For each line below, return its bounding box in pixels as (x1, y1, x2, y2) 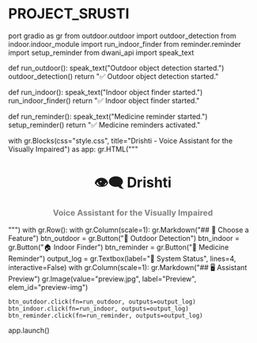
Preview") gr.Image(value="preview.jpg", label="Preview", (8, 274, 197, 284)
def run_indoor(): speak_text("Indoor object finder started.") (8, 87, 203, 97)
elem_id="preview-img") (8, 283, 89, 292)
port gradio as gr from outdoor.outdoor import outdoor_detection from (8, 31, 236, 40)
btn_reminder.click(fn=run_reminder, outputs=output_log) (8, 312, 203, 320)
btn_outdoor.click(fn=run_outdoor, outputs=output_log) (8, 298, 196, 306)
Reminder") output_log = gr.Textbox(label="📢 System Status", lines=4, (8, 254, 236, 264)
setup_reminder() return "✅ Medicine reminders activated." (8, 120, 201, 129)
